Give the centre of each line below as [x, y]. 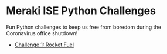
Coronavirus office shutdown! [42, 33]
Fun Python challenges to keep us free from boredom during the [83, 27]
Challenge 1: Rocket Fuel [44, 45]
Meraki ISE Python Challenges [81, 11]
